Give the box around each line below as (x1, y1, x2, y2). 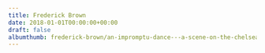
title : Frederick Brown (8, 11, 87, 19)
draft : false (8, 26, 51, 34)
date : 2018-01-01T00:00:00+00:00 (8, 19, 118, 26)
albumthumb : (8, 33, 47, 41)
